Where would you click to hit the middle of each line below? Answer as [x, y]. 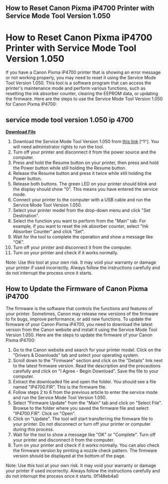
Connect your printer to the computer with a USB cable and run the [82, 200]
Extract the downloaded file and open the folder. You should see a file [84, 381]
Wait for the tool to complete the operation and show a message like [83, 237]
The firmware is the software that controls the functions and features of [79, 308]
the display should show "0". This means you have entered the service [85, 189]
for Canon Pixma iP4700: [31, 104]
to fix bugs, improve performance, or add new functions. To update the [79, 319]
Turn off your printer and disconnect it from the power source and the [84, 152]
